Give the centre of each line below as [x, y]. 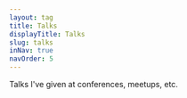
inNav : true [31, 51]
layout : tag [31, 17]
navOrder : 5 [31, 59]
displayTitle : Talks [48, 34]
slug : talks [31, 42]
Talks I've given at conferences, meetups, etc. [93, 84]
